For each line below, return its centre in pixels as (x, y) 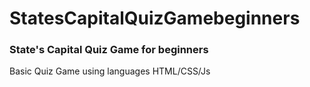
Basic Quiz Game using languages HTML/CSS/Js (110, 71)
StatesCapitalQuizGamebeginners (155, 18)
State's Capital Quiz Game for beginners (109, 50)
